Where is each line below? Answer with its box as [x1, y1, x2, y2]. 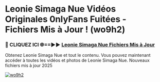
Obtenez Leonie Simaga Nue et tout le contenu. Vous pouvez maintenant [5, 52, 151, 58]
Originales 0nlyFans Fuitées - [5, 14, 126, 25]
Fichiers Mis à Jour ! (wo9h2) [5, 24, 125, 35]
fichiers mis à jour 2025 [5, 63, 53, 68]
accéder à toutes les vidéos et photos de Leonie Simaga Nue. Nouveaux [5, 57, 150, 64]
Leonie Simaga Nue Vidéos [5, 3, 116, 15]
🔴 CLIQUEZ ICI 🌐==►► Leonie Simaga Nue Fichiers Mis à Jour [5, 41, 155, 48]
